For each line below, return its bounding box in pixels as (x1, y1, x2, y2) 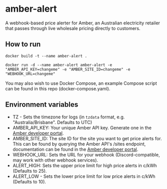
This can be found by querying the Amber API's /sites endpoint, (12, 141, 146, 147)
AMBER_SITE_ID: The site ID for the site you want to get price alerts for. (12, 135, 162, 141)
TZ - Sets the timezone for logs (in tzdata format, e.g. (12, 114, 125, 120)
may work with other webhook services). (12, 157, 98, 163)
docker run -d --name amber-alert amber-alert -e (5, 62, 113, 68)
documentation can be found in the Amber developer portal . (12, 146, 139, 152)
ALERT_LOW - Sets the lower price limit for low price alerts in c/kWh (12, 173, 156, 179)
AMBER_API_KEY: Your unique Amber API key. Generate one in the (12, 124, 152, 131)
